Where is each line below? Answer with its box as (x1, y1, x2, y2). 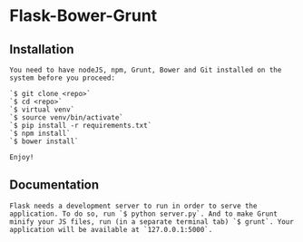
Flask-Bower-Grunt (9, 5, 158, 26)
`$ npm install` (9, 129, 71, 138)
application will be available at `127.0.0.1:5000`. (9, 225, 213, 234)
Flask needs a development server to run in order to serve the (9, 201, 258, 210)
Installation (9, 42, 74, 57)
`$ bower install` (9, 137, 79, 146)
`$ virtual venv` (9, 105, 75, 114)
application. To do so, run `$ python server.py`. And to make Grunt (9, 209, 279, 218)
